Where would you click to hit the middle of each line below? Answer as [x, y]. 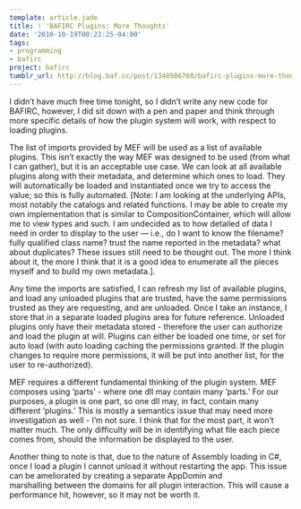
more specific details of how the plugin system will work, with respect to [142, 120]
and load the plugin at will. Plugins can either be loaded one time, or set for [148, 336]
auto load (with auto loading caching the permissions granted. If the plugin [147, 345]
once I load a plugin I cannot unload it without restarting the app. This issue [148, 466]
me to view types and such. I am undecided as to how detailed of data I [141, 223]
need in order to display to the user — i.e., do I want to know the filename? [146, 233]
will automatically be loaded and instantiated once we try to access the [140, 185]
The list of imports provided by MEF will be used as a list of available [136, 147]
